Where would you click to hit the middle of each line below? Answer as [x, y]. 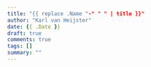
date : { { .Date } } [34, 27]
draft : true [24, 33]
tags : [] [20, 46]
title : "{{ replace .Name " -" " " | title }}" [76, 14]
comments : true [29, 40]
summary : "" [24, 53]
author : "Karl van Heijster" [49, 20]
